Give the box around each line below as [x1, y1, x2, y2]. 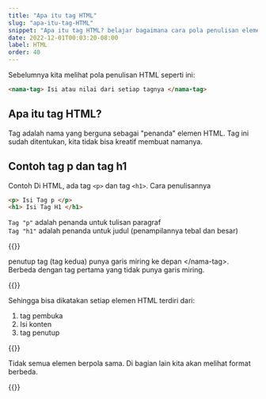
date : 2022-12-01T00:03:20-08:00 [8, 33, 119, 42]
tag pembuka [19, 311, 63, 321]
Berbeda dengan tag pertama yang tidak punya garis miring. [8, 265, 205, 275]
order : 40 [8, 48, 41, 56]
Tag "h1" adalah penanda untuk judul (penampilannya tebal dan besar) [8, 226, 239, 236]
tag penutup [19, 328, 60, 337]
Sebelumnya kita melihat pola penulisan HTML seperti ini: [8, 70, 196, 79]
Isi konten [19, 320, 52, 329]
